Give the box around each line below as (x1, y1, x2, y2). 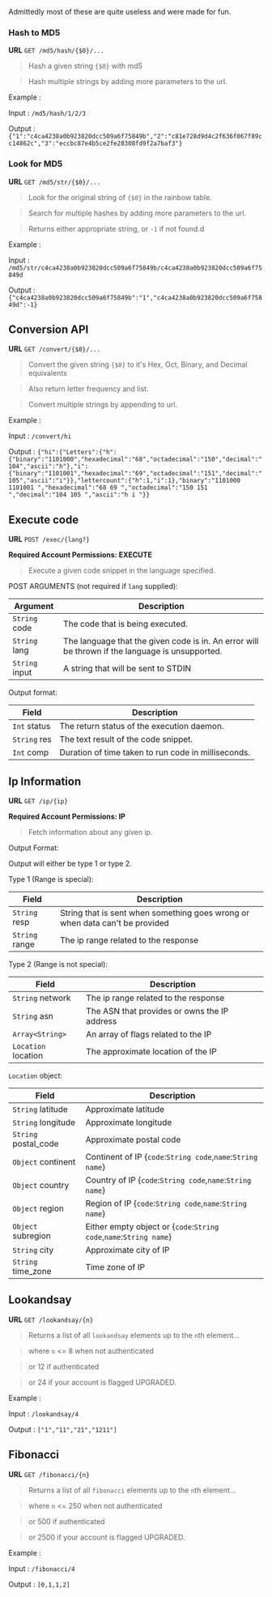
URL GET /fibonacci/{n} (8, 1469, 91, 1479)
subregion (12, 1230, 51, 1241)
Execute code (8, 513, 79, 526)
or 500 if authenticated (28, 1516, 105, 1526)
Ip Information (8, 774, 82, 788)
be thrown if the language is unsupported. (63, 645, 223, 657)
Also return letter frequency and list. (28, 384, 149, 394)
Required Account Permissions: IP (8, 811, 125, 821)
